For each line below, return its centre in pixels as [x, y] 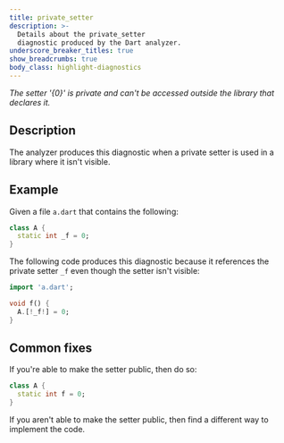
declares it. [30, 102]
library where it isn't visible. [60, 161]
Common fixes [50, 349]
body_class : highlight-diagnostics [75, 68]
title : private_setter [51, 17]
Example [34, 190]
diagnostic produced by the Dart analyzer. [99, 43]
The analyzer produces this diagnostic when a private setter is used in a [142, 152]
